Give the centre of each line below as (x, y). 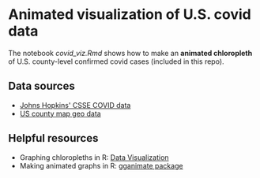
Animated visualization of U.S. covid (130, 15)
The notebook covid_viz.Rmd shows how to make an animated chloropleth (130, 53)
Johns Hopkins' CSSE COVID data (75, 105)
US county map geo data (60, 113)
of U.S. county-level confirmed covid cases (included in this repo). (116, 61)
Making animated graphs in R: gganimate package (101, 165)
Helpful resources (53, 138)
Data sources (41, 86)
